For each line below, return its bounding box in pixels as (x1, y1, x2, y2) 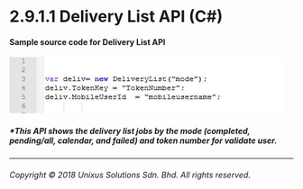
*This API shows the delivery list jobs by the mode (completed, (9, 125, 251, 136)
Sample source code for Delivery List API (9, 36, 166, 47)
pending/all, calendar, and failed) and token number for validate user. (9, 135, 278, 146)
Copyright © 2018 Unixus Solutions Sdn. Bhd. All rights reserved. (9, 169, 251, 180)
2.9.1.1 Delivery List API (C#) (9, 6, 224, 27)
